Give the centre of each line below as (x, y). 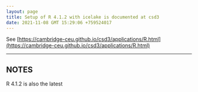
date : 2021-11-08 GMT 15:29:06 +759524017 (59, 22)
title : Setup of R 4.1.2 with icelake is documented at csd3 (83, 17)
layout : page (22, 11)
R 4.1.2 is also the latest (34, 84)
